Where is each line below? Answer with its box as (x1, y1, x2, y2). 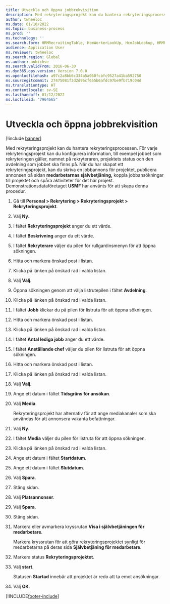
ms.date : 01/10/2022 (6, 21, 49, 27)
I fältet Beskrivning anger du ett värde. (13, 233, 95, 239)
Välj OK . (13, 583, 30, 590)
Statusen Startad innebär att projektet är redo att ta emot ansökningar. (13, 574, 160, 580)
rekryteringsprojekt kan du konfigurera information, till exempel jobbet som (6, 150, 162, 157)
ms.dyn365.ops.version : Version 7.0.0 (6, 69, 87, 74)
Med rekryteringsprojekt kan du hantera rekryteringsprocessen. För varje (6, 145, 158, 151)
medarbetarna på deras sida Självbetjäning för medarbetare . (13, 544, 142, 550)
